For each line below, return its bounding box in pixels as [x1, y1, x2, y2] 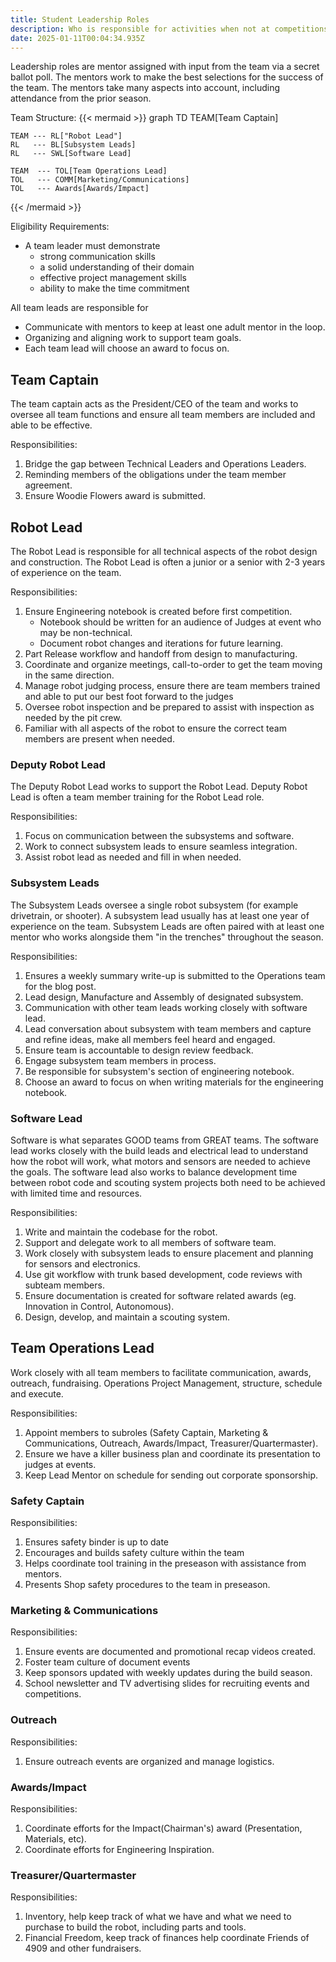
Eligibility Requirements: [10, 221, 110, 233]
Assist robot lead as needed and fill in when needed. [24, 851, 242, 863]
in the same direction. [24, 669, 115, 681]
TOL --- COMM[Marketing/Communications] [10, 175, 190, 185]
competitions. [24, 1688, 82, 1700]
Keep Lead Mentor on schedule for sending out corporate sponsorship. [24, 1469, 318, 1481]
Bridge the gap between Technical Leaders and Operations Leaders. [24, 458, 307, 470]
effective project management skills [39, 272, 187, 284]
